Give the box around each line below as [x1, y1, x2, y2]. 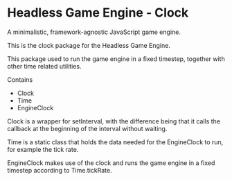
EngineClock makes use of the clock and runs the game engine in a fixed [7, 158, 215, 167]
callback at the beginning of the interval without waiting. [7, 124, 168, 132]
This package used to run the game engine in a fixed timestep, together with [7, 54, 225, 63]
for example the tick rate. [7, 145, 79, 153]
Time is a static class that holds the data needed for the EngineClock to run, [7, 137, 224, 146]
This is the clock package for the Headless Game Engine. [7, 41, 171, 49]
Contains [7, 75, 33, 84]
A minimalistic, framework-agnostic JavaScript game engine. [7, 28, 181, 36]
